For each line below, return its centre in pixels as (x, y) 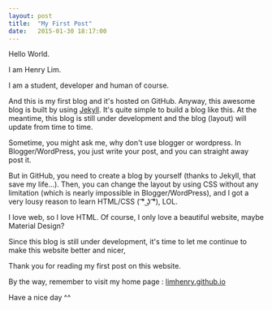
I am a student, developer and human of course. (89, 85)
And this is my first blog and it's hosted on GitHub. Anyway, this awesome (132, 101)
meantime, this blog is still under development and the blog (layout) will (127, 118)
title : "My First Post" (50, 24)
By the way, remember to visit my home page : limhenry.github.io (117, 282)
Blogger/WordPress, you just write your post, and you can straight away (129, 152)
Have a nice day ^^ (40, 298)
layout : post (30, 16)
